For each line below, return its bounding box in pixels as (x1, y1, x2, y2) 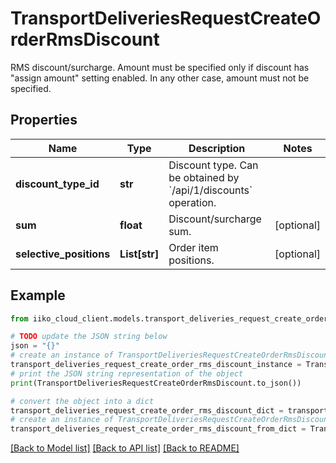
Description (188, 141, 246, 155)
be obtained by (168, 170, 240, 184)
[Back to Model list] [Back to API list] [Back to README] (10, 442, 240, 454)
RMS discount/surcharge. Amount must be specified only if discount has (10, 61, 310, 73)
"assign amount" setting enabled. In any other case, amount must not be (10, 72, 310, 84)
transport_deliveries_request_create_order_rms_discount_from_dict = (10, 424, 307, 434)
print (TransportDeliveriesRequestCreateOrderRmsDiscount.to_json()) (10, 378, 302, 388)
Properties (10, 112, 78, 129)
